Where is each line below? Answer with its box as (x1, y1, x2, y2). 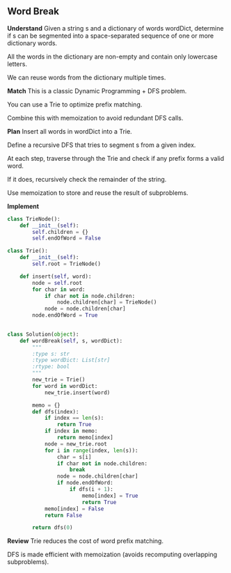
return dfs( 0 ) (32, 524, 73, 531)
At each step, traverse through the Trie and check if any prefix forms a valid (7, 154, 225, 162)
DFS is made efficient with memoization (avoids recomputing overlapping (7, 550, 218, 559)
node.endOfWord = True (32, 312, 98, 319)
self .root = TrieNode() (32, 260, 101, 267)
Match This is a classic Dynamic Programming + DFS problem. (7, 86, 187, 95)
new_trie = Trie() (32, 376, 86, 384)
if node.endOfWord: (56, 480, 113, 487)
